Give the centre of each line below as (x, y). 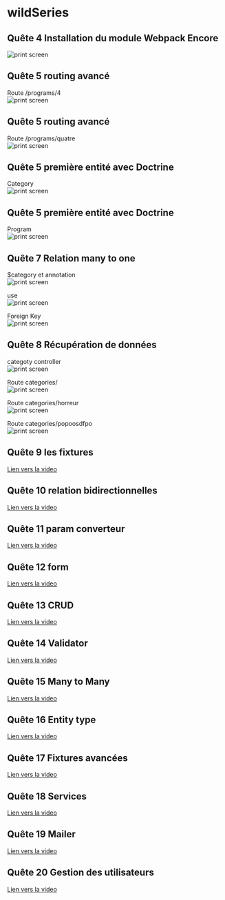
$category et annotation (41, 275)
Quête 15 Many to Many (58, 682)
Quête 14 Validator (47, 644)
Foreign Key (24, 316)
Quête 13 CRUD (41, 605)
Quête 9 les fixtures (51, 452)
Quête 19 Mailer (41, 834)
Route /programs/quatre (41, 138)
